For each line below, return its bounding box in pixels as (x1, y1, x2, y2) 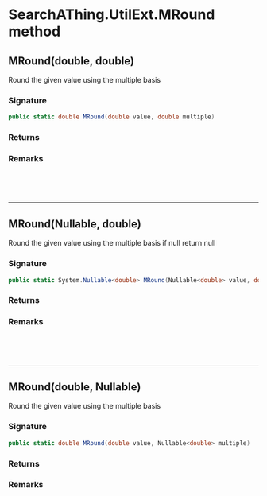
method (8, 22, 61, 41)
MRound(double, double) (8, 54, 135, 68)
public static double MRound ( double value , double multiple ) (8, 113, 215, 121)
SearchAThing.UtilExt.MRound (8, 6, 215, 24)
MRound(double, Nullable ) (8, 380, 141, 393)
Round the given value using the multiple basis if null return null (8, 238, 216, 248)
